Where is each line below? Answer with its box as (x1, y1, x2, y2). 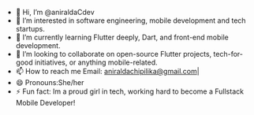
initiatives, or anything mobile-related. (34, 57, 158, 67)
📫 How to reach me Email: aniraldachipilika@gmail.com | (15, 67, 200, 76)
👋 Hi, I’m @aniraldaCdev (15, 8, 95, 17)
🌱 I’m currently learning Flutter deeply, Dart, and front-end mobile (15, 32, 229, 42)
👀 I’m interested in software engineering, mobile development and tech (15, 16, 246, 25)
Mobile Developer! (15, 98, 76, 107)
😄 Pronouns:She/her (15, 78, 84, 87)
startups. (15, 24, 46, 33)
